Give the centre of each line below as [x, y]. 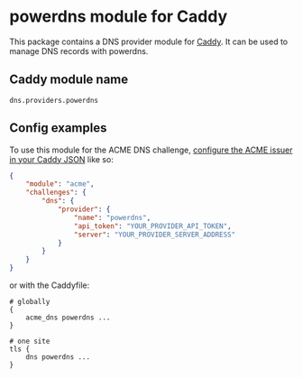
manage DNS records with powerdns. [79, 51]
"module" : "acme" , [60, 184]
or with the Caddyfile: [50, 285]
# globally [30, 302]
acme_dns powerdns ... [68, 318]
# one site [30, 341]
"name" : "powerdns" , [112, 217]
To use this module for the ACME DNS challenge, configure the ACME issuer [151, 150]
